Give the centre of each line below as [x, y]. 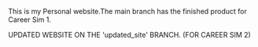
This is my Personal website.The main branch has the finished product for [128, 11]
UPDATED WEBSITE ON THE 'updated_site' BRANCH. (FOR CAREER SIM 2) [130, 35]
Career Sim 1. [29, 20]
